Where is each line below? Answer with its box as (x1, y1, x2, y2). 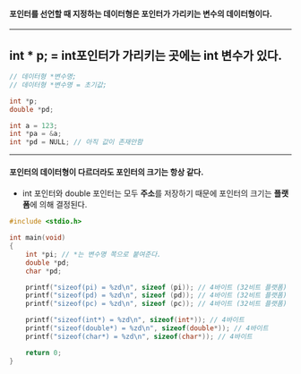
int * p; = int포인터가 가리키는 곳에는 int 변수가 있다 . (9, 47, 282, 63)
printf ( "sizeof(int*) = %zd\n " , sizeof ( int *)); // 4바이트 (25, 316, 245, 325)
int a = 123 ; (9, 121, 58, 130)
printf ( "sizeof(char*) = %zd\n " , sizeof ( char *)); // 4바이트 (25, 332, 253, 341)
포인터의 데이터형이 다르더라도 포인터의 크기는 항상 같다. (9, 166, 204, 177)
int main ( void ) (9, 234, 66, 242)
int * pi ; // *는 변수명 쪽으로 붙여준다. (25, 250, 161, 259)
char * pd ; (25, 267, 63, 276)
